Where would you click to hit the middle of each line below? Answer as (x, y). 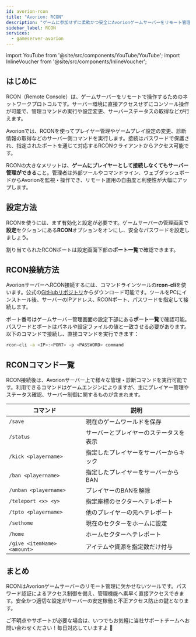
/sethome (21, 523)
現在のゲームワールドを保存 (123, 422)
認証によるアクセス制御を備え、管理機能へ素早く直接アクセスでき (100, 593)
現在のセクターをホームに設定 (126, 524)
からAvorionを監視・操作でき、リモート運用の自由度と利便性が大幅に (94, 180)
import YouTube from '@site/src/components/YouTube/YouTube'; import (93, 55)
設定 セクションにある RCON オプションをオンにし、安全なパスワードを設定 (95, 230)
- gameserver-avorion (38, 39)
